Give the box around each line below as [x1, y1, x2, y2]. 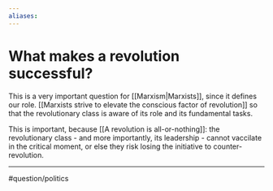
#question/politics [8, 173, 69, 183]
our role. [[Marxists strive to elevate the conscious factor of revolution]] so [8, 99, 258, 110]
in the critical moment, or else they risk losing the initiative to [8, 141, 212, 151]
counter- [213, 141, 242, 151]
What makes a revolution [8, 46, 180, 65]
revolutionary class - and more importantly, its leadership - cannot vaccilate [8, 132, 262, 142]
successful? [8, 64, 93, 82]
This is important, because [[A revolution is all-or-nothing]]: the [8, 124, 220, 134]
